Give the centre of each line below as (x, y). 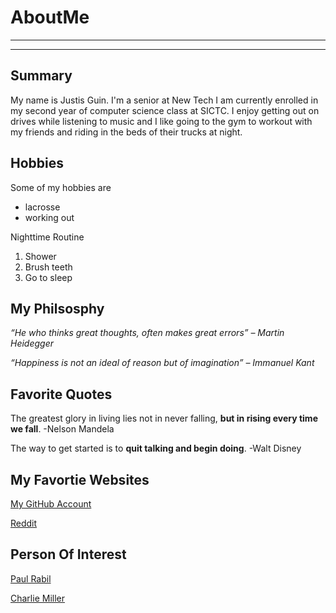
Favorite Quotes (61, 394)
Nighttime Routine (47, 237)
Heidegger (32, 343)
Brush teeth (48, 267)
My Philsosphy (57, 308)
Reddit (24, 523)
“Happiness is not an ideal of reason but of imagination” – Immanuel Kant (162, 363)
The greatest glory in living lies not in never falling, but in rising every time (164, 418)
